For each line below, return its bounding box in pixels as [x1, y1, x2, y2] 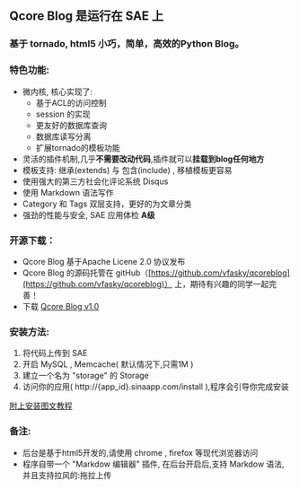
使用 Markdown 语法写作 [22, 187, 114, 197]
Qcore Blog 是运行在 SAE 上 [9, 8, 164, 24]
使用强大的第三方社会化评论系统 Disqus [22, 176, 169, 187]
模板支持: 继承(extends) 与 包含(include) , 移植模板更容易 [22, 164, 233, 175]
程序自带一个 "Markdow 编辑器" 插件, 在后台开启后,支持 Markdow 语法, [22, 458, 285, 469]
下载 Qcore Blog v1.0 [22, 301, 100, 311]
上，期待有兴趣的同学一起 [174, 278, 269, 289]
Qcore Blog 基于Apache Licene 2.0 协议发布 [22, 256, 186, 266]
